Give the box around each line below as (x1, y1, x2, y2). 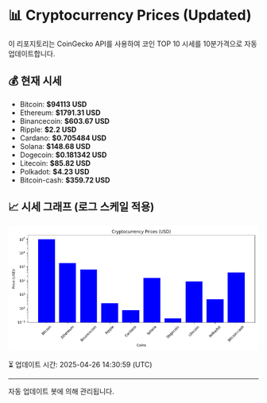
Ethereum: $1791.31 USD (19, 108, 101, 117)
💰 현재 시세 (8, 75, 62, 88)
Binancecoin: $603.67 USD (19, 116, 110, 125)
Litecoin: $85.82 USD (19, 158, 91, 167)
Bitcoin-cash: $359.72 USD (19, 175, 110, 185)
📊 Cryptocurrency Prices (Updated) (8, 6, 252, 25)
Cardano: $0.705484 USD (19, 132, 107, 143)
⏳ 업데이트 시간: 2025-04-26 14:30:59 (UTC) (8, 359, 153, 369)
